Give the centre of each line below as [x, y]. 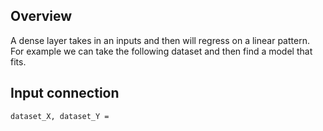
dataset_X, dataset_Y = [60, 116]
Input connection [65, 93]
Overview [41, 16]
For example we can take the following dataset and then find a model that [161, 51]
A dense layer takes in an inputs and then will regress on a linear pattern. [160, 40]
